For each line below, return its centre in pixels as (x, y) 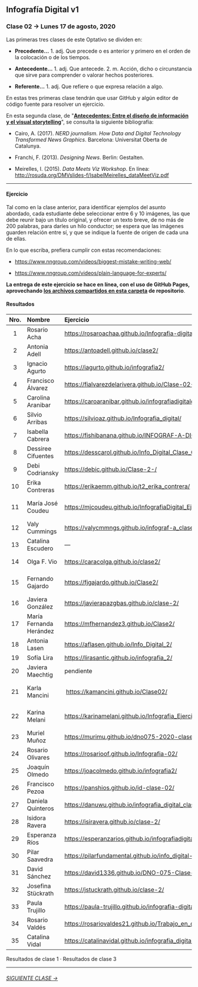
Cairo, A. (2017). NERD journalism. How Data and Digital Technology (98, 133)
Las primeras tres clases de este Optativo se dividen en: (74, 39)
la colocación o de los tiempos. (52, 57)
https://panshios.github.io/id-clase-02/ (120, 788)
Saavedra (40, 859)
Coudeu (38, 511)
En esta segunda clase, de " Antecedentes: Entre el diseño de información (97, 115)
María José (42, 504)
